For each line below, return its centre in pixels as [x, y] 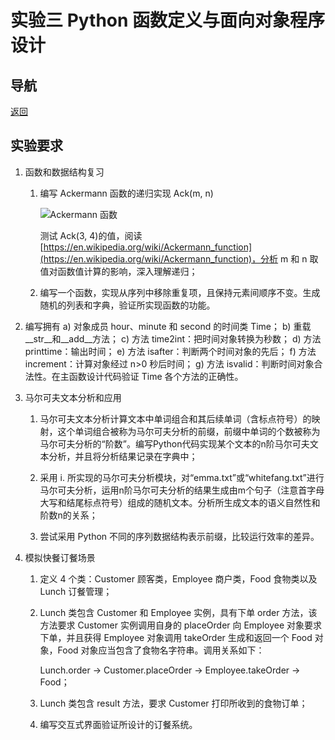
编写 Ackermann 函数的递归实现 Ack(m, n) [126, 193]
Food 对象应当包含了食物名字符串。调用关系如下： [161, 650]
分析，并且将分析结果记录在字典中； [123, 456]
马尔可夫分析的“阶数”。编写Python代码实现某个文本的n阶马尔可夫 [174, 443]
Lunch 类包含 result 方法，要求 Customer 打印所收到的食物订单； [173, 703]
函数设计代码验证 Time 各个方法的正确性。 [156, 376]
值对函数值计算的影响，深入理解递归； [118, 271]
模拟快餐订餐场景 [60, 557]
